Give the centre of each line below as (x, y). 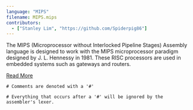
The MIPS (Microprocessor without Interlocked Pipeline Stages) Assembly (97, 45)
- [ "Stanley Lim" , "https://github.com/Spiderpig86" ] (79, 28)
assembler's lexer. (30, 102)
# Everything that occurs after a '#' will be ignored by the (85, 97)
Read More (20, 76)
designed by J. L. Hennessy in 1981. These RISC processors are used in (94, 58)
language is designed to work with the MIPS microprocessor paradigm (92, 52)
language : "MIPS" (28, 12)
